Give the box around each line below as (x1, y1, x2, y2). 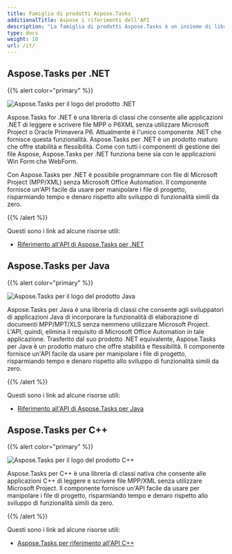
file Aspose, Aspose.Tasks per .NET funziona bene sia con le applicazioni (7, 149, 216, 158)
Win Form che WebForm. (7, 157, 78, 165)
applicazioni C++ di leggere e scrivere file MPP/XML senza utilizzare (7, 477, 202, 485)
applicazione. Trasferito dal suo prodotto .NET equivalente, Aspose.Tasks (7, 335, 216, 343)
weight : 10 (7, 36, 39, 43)
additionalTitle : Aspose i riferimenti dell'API (7, 17, 150, 24)
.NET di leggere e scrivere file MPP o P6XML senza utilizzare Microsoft (7, 120, 209, 129)
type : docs (7, 29, 39, 37)
